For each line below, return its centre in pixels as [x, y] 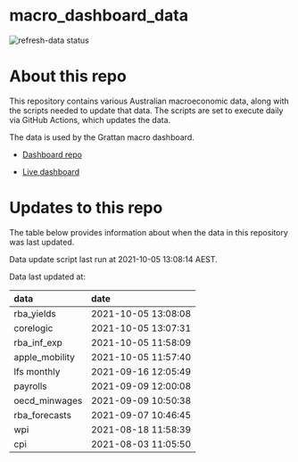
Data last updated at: [48, 276]
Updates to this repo [86, 208]
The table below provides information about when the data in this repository [149, 232]
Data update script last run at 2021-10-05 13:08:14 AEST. [114, 259]
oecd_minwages [48, 400]
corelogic [33, 328]
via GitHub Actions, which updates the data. [90, 120]
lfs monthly [37, 371]
